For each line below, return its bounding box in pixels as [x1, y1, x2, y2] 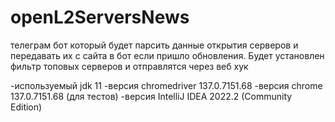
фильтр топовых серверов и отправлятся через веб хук [10, 60, 249, 72]
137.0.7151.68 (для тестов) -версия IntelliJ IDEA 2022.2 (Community [10, 90, 293, 102]
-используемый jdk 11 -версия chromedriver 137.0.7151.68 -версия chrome [10, 79, 323, 91]
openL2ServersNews [10, 6, 190, 29]
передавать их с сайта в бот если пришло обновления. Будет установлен [10, 49, 325, 61]
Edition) [10, 101, 43, 113]
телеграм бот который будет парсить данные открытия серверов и [10, 39, 299, 51]
